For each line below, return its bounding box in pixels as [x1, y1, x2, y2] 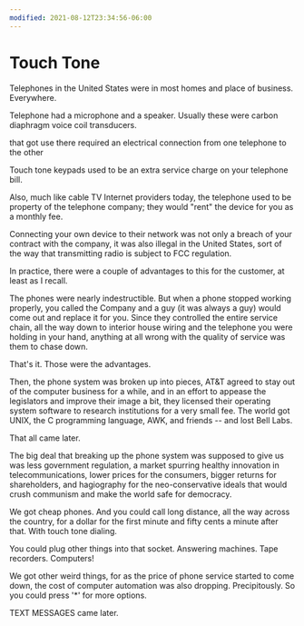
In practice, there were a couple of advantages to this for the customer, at [9, 265, 285, 276]
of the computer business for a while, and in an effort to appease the [9, 385, 267, 396]
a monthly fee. [9, 211, 64, 222]
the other [9, 146, 44, 157]
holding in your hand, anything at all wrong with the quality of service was [9, 331, 286, 342]
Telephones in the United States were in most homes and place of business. [9, 83, 293, 94]
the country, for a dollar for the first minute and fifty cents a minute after [9, 515, 279, 527]
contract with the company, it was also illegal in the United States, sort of [9, 238, 283, 249]
